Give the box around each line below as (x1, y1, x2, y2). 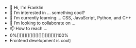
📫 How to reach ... (9, 26, 48, 31)
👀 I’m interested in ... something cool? (9, 10, 85, 16)
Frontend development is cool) (9, 38, 71, 43)
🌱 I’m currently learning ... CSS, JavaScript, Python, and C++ (9, 15, 132, 20)
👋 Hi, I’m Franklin (9, 5, 44, 10)
